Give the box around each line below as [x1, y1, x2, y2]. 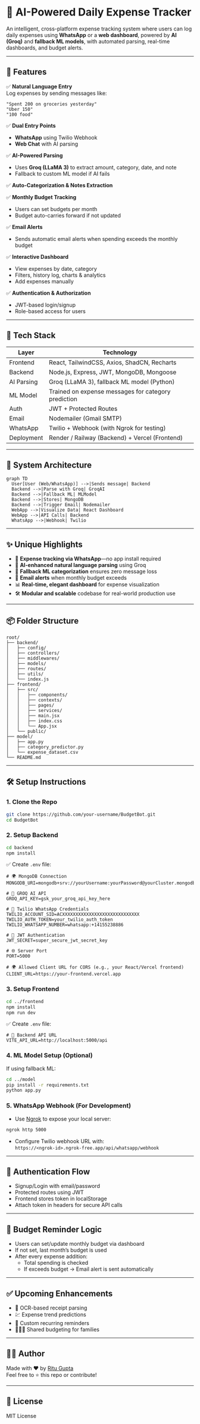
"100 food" [6, 112, 33, 117]
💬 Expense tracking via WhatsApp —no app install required [14, 555, 161, 562]
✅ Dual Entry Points [6, 122, 56, 129]
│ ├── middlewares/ [6, 655, 60, 661]
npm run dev [6, 1010, 36, 1016]
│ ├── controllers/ [6, 650, 60, 656]
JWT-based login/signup [14, 301, 76, 308]
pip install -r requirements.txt [6, 1082, 89, 1088]
